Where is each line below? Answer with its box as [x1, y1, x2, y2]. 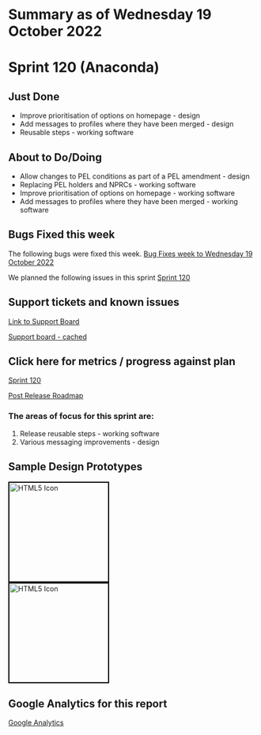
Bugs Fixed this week [8, 228, 115, 242]
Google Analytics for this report [8, 697, 168, 710]
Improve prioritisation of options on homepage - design [19, 111, 200, 120]
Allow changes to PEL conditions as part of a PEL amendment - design [19, 171, 251, 181]
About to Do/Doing [8, 150, 103, 164]
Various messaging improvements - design [19, 437, 160, 447]
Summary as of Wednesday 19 [8, 6, 212, 24]
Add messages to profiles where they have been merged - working [19, 197, 239, 206]
